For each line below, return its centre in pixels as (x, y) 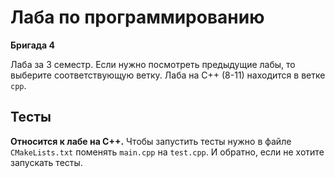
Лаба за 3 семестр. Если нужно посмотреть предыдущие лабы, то (153, 64)
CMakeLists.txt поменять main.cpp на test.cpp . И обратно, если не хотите (167, 152)
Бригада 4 (33, 45)
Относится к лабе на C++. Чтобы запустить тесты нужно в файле (151, 141)
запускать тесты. (46, 162)
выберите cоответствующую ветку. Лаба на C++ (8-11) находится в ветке (168, 75)
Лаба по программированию (137, 17)
